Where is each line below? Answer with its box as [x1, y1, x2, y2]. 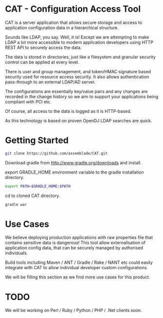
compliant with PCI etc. [5, 99, 52, 104]
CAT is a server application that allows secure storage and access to [5, 20, 143, 25]
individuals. [5, 250, 28, 256]
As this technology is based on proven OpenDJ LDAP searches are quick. [5, 118, 152, 123]
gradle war [5, 202, 27, 207]
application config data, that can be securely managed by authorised [5, 245, 144, 251]
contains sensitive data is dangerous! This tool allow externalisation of [5, 240, 146, 246]
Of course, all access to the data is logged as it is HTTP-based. [5, 108, 132, 114]
